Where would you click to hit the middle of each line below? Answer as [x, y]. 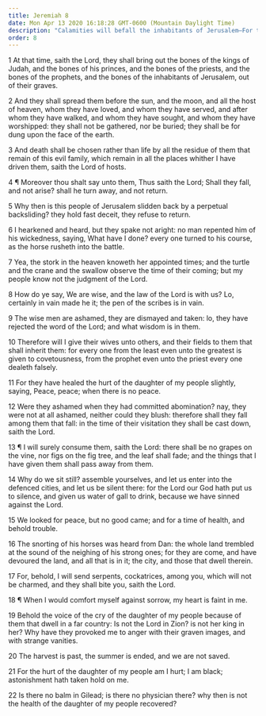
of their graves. [33, 86]
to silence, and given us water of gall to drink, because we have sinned [124, 496]
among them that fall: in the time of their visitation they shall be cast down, [130, 423]
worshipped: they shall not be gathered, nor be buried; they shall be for [124, 126]
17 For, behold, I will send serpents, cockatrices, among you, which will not [130, 576]
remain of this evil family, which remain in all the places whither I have [122, 159]
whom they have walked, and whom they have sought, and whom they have [132, 118]
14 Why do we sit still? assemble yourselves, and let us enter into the [120, 479]
